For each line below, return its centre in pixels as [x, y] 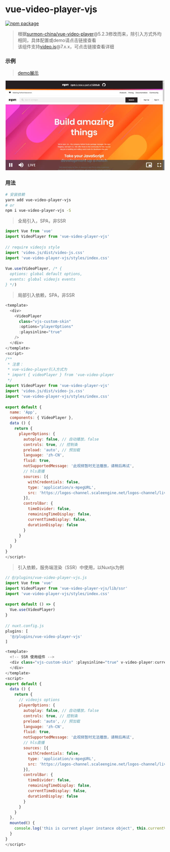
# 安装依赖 [15, 194]
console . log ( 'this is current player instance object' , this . [81, 829]
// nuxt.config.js [25, 626]
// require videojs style [32, 247]
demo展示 [28, 73]
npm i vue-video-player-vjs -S [38, 211]
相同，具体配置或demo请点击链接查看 [57, 40]
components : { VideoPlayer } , [41, 418]
